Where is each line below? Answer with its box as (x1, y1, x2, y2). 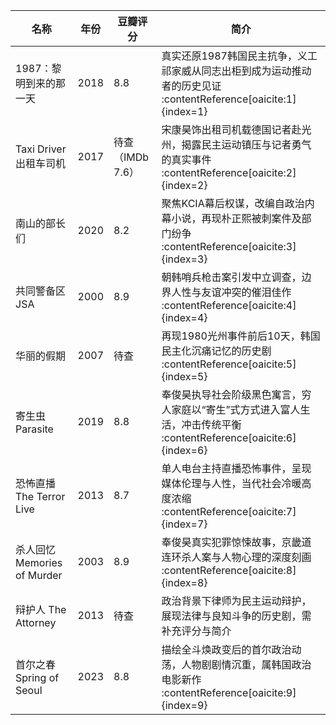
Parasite (15, 422, 54, 436)
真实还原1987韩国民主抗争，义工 (161, 49, 318, 63)
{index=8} (161, 576, 208, 589)
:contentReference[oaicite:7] (161, 505, 297, 518)
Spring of (15, 671, 60, 684)
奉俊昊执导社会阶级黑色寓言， (161, 388, 302, 401)
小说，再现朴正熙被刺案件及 (171, 212, 302, 225)
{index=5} (161, 370, 208, 383)
